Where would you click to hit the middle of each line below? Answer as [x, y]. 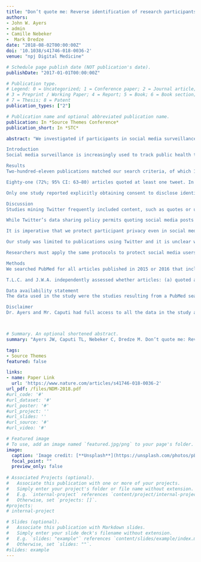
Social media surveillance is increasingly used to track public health [99, 155]
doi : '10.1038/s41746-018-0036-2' [49, 51]
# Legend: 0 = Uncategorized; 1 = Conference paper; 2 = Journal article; [101, 89]
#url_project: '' [28, 411]
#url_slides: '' [26, 417]
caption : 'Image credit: [42, 455]
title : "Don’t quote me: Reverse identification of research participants [101, 12]
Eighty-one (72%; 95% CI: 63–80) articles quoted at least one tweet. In [100, 182]
